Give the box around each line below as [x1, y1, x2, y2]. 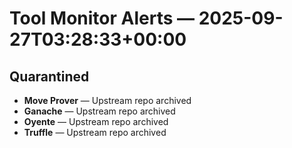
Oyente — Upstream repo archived [23, 116, 169, 127]
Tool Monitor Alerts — [9, 7, 196, 30]
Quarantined [9, 68, 90, 85]
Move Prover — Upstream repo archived [23, 95, 192, 106]
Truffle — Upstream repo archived [23, 127, 167, 138]
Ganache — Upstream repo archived [23, 105, 176, 117]
